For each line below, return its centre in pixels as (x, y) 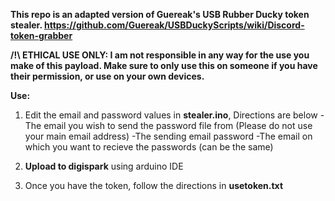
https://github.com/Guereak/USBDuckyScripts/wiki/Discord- (174, 25)
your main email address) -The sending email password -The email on (168, 136)
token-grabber (41, 35)
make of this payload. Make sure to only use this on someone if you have (164, 65)
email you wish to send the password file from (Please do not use (178, 125)
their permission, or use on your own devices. (107, 76)
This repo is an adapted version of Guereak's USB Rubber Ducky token (160, 14)
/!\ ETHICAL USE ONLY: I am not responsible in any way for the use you (160, 55)
